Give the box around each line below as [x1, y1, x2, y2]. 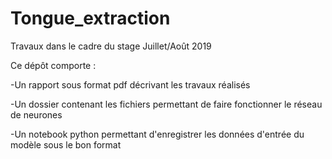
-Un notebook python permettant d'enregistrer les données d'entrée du [10, 128, 305, 140]
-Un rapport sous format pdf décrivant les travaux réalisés [10, 78, 251, 91]
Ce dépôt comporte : [10, 59, 97, 71]
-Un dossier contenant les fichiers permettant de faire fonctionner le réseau [10, 98, 323, 110]
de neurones [10, 108, 63, 121]
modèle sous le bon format [10, 138, 122, 151]
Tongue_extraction [10, 7, 171, 30]
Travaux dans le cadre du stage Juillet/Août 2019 [10, 40, 212, 52]
